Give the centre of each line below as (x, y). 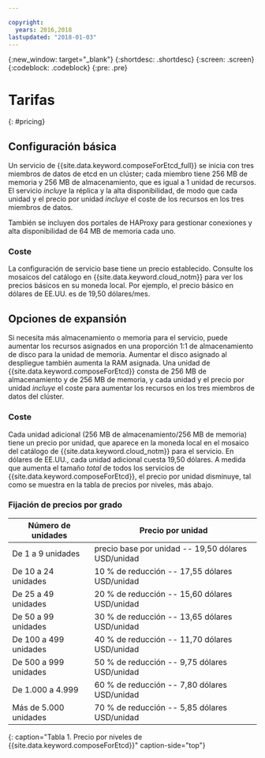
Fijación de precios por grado (65, 505)
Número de (49, 525)
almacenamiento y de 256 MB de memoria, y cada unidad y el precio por (126, 380)
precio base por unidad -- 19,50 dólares (170, 548)
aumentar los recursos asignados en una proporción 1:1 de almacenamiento (131, 346)
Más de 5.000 (38, 707)
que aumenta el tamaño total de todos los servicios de (97, 467)
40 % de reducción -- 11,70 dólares (163, 639)
